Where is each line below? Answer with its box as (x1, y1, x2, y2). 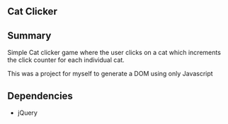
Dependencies (7, 89, 73, 101)
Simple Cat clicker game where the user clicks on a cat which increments (7, 49, 222, 57)
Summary (7, 30, 52, 42)
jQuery (17, 108, 38, 117)
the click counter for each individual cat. (7, 56, 125, 64)
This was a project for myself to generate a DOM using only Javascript (7, 70, 214, 78)
